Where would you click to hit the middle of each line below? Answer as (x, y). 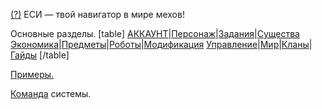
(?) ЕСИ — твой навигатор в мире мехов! (97, 14)
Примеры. (32, 74)
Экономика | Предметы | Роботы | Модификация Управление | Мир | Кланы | (161, 44)
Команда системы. (51, 93)
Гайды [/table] (40, 55)
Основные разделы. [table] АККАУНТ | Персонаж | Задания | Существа (155, 33)
